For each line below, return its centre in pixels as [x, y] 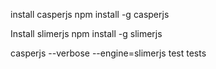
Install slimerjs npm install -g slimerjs [86, 33]
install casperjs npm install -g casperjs [90, 14]
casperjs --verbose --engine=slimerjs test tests [108, 53]
